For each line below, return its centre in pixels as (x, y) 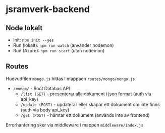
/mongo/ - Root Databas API (41, 88)
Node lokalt (24, 28)
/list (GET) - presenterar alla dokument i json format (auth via (86, 94)
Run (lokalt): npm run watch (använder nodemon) (63, 45)
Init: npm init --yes (34, 40)
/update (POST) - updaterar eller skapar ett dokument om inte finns (90, 104)
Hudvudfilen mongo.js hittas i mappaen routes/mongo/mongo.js (70, 79)
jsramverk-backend (48, 9)
